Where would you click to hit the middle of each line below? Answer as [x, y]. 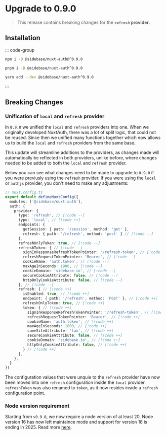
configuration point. [25, 393]
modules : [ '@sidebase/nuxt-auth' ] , [46, 202]
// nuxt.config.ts [24, 192]
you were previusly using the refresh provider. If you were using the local [81, 178]
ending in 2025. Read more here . [39, 427]
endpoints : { [32, 225]
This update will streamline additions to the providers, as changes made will [82, 152]
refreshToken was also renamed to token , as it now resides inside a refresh [82, 388]
